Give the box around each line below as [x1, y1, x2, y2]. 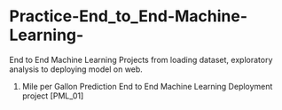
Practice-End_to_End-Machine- [9, 6, 248, 27]
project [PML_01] [21, 90, 84, 101]
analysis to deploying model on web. [9, 64, 144, 75]
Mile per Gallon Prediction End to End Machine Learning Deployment [21, 81, 273, 91]
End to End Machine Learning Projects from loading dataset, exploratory [9, 54, 273, 65]
